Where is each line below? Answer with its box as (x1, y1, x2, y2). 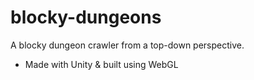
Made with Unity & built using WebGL (24, 58, 179, 70)
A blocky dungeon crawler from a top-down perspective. (10, 39, 245, 51)
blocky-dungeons (10, 6, 162, 29)
